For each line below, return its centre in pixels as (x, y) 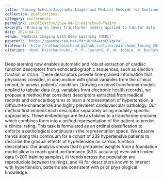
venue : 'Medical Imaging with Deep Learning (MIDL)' (59, 37)
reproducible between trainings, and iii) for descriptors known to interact (78, 162)
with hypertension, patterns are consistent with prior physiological (71, 167)
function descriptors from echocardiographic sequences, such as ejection (79, 69)
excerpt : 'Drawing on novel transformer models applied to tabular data (80, 28)
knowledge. (17, 172)
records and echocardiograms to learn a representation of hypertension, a (79, 100)
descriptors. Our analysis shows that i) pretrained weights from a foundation (81, 147)
